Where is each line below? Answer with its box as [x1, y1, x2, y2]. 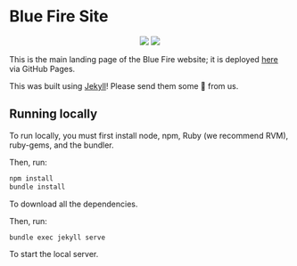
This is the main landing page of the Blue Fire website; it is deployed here [9, 53, 279, 64]
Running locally [9, 107, 98, 122]
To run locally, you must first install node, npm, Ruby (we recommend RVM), [9, 130, 289, 141]
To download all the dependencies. [9, 198, 138, 209]
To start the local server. [9, 249, 99, 260]
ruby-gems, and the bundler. [9, 140, 114, 150]
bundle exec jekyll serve [9, 233, 105, 242]
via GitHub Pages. [9, 63, 76, 74]
